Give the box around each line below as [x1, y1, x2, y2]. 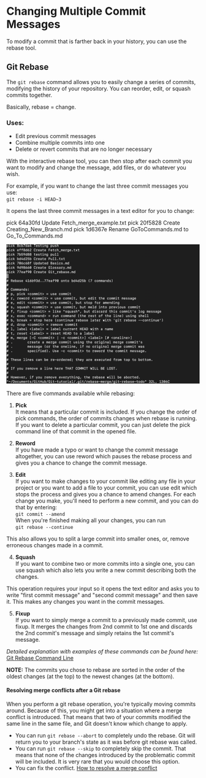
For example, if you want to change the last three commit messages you [6, 182, 189, 190]
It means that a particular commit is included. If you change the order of [15, 408, 197, 415]
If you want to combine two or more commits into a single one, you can [15, 560, 195, 567]
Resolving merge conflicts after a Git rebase [6, 687, 121, 694]
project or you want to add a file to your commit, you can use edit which [15, 483, 197, 491]
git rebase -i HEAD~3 [6, 196, 62, 203]
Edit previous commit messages [15, 133, 96, 140]
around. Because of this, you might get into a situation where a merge [6, 707, 183, 714]
